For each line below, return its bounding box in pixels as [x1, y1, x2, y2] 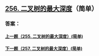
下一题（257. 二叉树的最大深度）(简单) [5, 45, 83, 51]
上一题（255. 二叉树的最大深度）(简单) [5, 33, 83, 39]
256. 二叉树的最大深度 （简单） [5, 4, 98, 13]
